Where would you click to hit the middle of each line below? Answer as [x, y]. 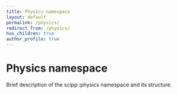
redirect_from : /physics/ [38, 28]
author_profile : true [33, 39]
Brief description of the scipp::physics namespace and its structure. [89, 85]
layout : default [26, 17]
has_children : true [30, 34]
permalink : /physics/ [33, 22]
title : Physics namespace [38, 12]
